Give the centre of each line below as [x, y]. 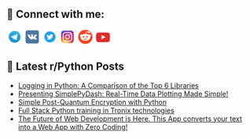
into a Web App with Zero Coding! [73, 127]
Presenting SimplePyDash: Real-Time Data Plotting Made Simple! [123, 94]
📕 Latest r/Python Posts [66, 67]
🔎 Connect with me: [55, 14]
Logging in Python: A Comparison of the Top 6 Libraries [108, 85]
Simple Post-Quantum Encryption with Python [92, 102]
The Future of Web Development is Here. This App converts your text [130, 119]
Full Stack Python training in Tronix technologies [96, 110]
